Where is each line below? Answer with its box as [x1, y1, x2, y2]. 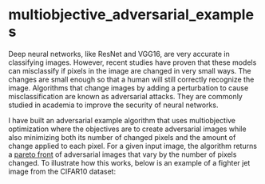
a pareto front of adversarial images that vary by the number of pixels [8, 150, 237, 159]
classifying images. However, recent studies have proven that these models [8, 58, 257, 67]
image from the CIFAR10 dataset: [8, 166, 117, 176]
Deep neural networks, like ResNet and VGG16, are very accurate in [8, 49, 230, 58]
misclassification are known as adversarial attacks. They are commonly [8, 91, 243, 101]
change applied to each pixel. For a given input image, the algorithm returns [8, 141, 258, 150]
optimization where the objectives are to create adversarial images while [8, 124, 247, 134]
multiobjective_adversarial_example [8, 6, 254, 24]
